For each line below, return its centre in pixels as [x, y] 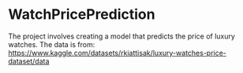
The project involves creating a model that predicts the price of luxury [121, 36]
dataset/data [29, 61]
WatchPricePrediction [82, 15]
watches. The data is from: [52, 44]
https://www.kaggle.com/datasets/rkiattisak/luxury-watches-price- [118, 53]
